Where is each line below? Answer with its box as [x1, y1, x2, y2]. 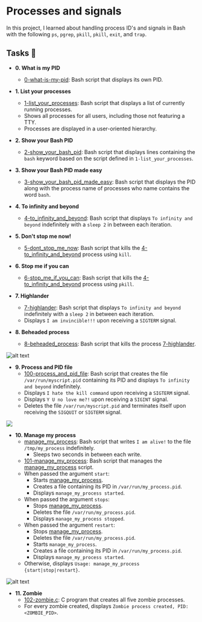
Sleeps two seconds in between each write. [33, 450, 142, 458]
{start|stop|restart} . [24, 566, 80, 573]
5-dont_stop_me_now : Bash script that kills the [24, 244, 140, 251]
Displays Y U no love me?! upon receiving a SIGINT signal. [24, 396, 169, 403]
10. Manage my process [14, 431, 77, 438]
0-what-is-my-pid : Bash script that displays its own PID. [24, 75, 163, 83]
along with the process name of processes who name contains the [24, 184, 190, 191]
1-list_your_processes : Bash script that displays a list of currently [24, 99, 185, 106]
